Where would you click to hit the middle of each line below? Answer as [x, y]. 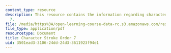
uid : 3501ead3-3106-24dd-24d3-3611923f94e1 [52, 43]
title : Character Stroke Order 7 [41, 38]
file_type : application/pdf [35, 29]
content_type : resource [31, 10]
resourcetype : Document [31, 33]
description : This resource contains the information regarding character [86, 15]
